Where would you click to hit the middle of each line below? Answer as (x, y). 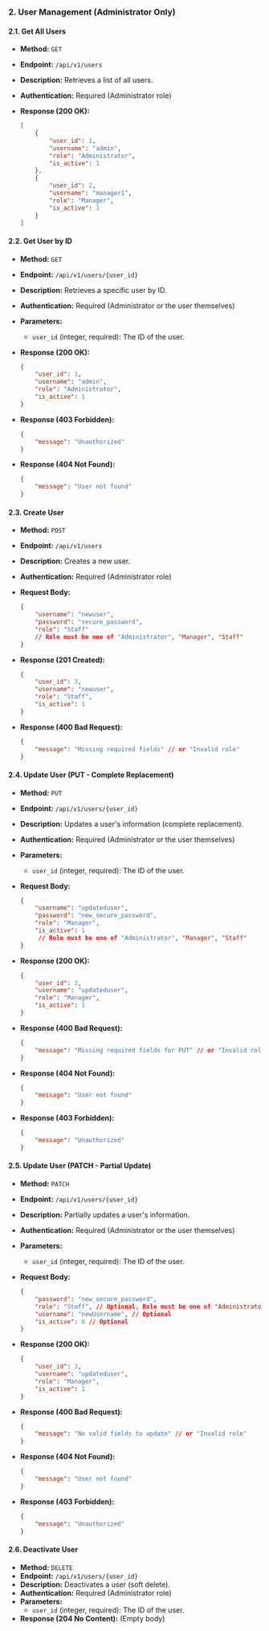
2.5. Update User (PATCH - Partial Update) (80, 1165)
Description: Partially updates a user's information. (105, 1215)
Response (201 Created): (63, 660)
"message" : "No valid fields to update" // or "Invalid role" (141, 1434)
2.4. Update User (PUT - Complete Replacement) (91, 775)
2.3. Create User (36, 512)
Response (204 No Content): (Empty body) (92, 1618)
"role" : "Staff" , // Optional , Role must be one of (123, 1307)
